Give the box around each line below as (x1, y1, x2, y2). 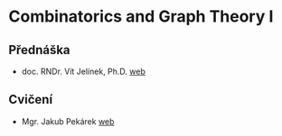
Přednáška (8, 42, 70, 58)
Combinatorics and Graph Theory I (8, 6, 274, 27)
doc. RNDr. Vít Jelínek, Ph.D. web (21, 66, 146, 77)
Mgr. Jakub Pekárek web (21, 115, 115, 127)
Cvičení (8, 92, 53, 107)
